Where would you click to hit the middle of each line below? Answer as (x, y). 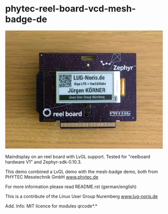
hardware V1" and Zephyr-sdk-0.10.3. (43, 162)
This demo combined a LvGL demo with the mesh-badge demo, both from (82, 171)
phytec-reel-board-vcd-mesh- (70, 9)
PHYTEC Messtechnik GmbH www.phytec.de (52, 177)
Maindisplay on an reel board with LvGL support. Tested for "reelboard (78, 156)
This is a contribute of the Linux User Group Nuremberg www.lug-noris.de (82, 196)
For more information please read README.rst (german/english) (71, 186)
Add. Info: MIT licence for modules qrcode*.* (51, 206)
